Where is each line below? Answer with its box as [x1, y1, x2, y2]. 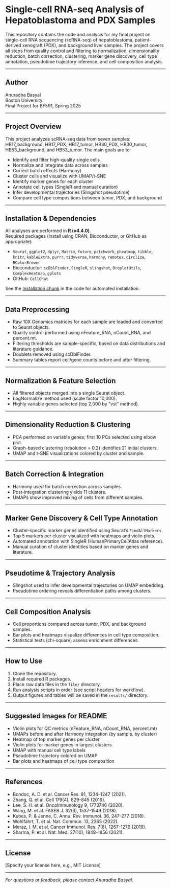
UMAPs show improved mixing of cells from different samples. [12, 494, 144, 500]
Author [5, 78, 28, 87]
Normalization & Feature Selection [5, 376, 116, 385]
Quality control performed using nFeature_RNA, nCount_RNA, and [12, 330, 151, 336]
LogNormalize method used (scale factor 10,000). [12, 395, 117, 401]
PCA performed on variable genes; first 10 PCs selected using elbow [12, 434, 157, 440]
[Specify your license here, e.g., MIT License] [5, 862, 101, 869]
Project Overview [5, 122, 62, 131]
